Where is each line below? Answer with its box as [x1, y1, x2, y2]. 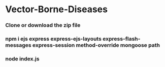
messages [5, 42, 31, 49]
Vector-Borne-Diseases [5, 4, 108, 15]
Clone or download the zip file [5, 22, 81, 29]
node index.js [5, 55, 40, 62]
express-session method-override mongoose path [32, 42, 160, 49]
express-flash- [102, 36, 141, 43]
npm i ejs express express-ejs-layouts [5, 36, 102, 43]
